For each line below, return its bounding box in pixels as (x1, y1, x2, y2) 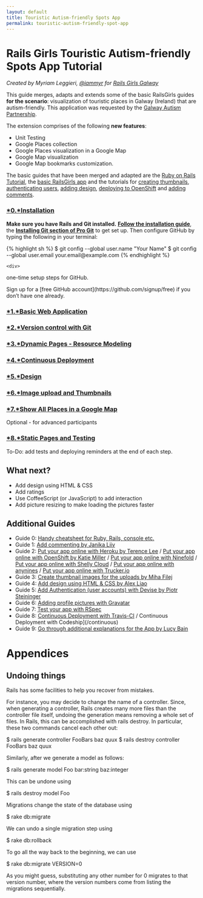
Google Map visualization (15, 153, 79, 161)
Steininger (15, 593, 41, 600)
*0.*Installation (6, 206, 55, 215)
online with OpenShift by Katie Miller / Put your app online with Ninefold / (15, 554, 198, 561)
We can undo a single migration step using (6, 825, 113, 832)
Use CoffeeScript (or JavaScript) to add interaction (15, 494, 142, 502)
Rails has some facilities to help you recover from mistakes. (6, 686, 155, 694)
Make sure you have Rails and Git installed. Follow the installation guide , (6, 220, 192, 227)
